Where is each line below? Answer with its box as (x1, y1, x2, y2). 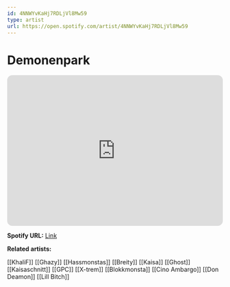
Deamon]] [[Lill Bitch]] (7, 273, 70, 281)
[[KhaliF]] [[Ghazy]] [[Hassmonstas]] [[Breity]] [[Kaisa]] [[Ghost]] (7, 258, 190, 266)
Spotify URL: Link (7, 232, 57, 240)
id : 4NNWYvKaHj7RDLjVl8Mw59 (7, 10, 88, 17)
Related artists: (7, 245, 52, 253)
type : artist (7, 16, 44, 23)
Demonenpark (7, 52, 90, 68)
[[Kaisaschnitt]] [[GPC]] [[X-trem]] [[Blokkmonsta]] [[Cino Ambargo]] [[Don (7, 265, 219, 274)
